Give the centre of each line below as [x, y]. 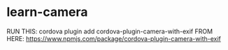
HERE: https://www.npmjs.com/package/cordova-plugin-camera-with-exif [114, 38]
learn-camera [47, 12]
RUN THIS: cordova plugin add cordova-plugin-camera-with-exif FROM [110, 31]
